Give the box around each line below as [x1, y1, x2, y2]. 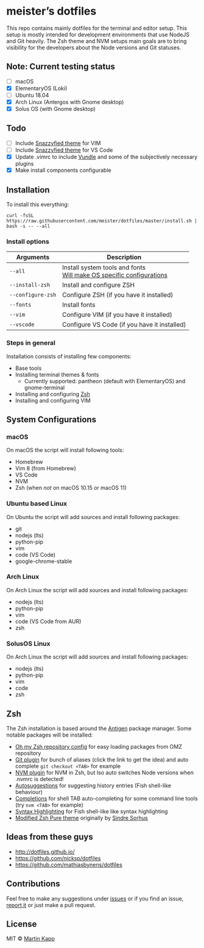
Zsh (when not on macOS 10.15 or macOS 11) [15, 484, 127, 492]
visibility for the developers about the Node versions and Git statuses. [6, 44, 181, 51]
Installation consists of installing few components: [6, 352, 132, 360]
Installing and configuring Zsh [15, 390, 90, 397]
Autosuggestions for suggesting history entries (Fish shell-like [15, 782, 172, 789]
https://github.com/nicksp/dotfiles [15, 854, 101, 861]
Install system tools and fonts [62, 263, 146, 272]
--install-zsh [9, 281, 51, 289]
